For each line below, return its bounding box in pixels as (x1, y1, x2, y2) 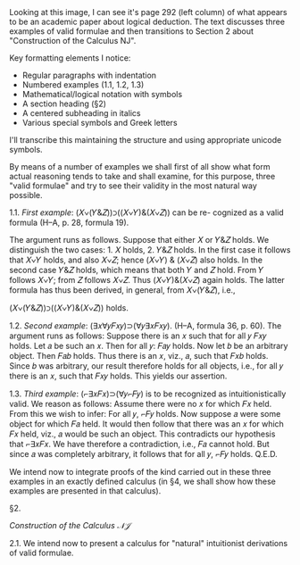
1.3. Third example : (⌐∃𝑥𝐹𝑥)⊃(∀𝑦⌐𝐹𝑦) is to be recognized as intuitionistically (9, 388, 287, 399)
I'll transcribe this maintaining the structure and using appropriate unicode (9, 135, 282, 145)
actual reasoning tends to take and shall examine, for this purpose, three (9, 171, 276, 181)
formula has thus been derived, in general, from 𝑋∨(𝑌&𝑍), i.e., (9, 285, 236, 295)
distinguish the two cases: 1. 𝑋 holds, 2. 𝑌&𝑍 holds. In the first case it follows (9, 245, 291, 255)
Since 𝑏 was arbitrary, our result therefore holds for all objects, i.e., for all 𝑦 (9, 361, 284, 371)
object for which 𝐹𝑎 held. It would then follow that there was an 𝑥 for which (9, 419, 284, 429)
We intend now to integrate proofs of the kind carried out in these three (9, 467, 271, 477)
